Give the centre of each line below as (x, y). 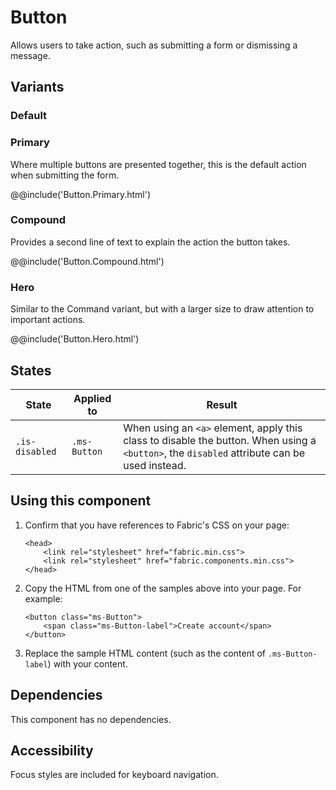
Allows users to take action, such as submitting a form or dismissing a (154, 45)
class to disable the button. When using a (220, 440)
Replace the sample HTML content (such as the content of (145, 653)
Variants (37, 87)
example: (43, 598)
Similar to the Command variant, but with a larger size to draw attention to (162, 309)
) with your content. (87, 663)
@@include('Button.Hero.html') (75, 339)
